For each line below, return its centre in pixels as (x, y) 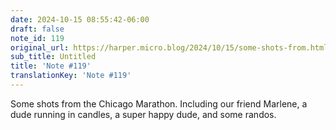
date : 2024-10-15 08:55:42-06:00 (80, 19)
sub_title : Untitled (53, 57)
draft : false (37, 29)
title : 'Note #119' (51, 66)
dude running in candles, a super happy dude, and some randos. (143, 114)
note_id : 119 (37, 38)
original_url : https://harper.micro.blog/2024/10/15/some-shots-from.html (169, 47)
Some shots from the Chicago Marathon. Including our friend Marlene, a (159, 103)
